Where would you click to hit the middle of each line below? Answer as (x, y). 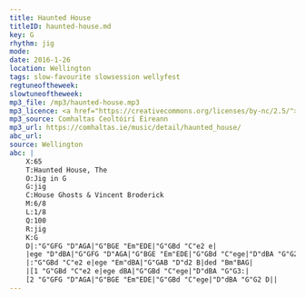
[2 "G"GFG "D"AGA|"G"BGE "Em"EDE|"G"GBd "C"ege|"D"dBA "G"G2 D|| (152, 280)
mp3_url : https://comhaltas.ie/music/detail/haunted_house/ (126, 128)
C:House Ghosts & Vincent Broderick (95, 195)
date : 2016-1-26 (40, 60)
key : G (22, 35)
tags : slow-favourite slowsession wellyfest (95, 77)
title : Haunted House (50, 18)
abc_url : (26, 136)
